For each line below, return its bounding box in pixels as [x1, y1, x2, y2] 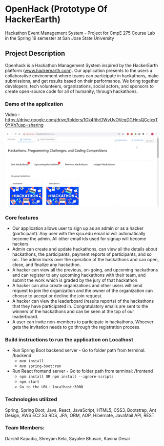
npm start [19, 379, 40, 384]
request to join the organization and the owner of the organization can [12, 288, 153, 293]
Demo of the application [5, 100, 63, 107]
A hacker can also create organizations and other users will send [12, 282, 143, 288]
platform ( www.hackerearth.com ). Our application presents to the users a [5, 67, 153, 73]
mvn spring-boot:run [19, 364, 61, 369]
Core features [5, 214, 39, 221]
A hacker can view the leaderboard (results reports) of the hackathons [12, 298, 154, 304]
